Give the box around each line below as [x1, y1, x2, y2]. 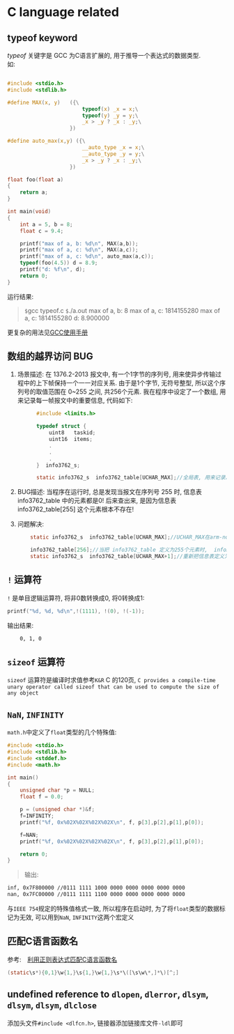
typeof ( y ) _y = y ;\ [81, 112, 139, 119]
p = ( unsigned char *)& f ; [19, 806, 95, 813]
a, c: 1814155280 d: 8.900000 [24, 314, 110, 322]
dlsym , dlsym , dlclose [7, 999, 97, 1011]
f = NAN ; [19, 831, 39, 838]
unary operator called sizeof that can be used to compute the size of [7, 684, 219, 690]
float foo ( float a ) [7, 176, 64, 183]
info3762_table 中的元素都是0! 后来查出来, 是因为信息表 [17, 496, 176, 505]
